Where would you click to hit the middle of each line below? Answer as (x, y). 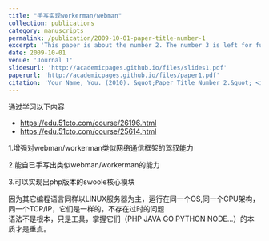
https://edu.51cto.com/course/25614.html (88, 131)
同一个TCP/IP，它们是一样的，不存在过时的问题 (86, 208)
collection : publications (51, 23)
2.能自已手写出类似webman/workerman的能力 (84, 164)
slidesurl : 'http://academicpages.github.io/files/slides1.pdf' (118, 68)
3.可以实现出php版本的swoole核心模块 (72, 182)
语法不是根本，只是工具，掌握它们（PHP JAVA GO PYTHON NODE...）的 (128, 219)
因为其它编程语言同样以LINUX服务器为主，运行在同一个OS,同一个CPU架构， (134, 199)
